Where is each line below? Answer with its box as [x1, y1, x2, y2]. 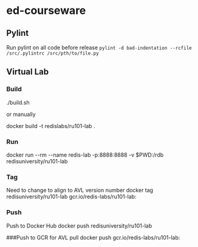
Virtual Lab [6, 67, 49, 77]
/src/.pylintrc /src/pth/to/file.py [6, 50, 99, 56]
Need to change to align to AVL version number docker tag [6, 186, 154, 194]
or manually [6, 110, 36, 118]
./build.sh [6, 98, 30, 106]
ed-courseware [6, 4, 86, 18]
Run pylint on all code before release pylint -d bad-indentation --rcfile [6, 44, 193, 51]
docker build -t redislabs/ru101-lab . [6, 122, 95, 129]
